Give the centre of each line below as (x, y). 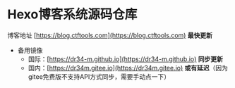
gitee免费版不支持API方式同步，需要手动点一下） (99, 76)
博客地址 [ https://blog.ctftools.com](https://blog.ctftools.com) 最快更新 (110, 35)
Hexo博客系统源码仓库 (72, 14)
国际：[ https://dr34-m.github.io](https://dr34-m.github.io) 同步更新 (126, 59)
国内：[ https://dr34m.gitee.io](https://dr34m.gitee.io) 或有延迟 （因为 (128, 68)
